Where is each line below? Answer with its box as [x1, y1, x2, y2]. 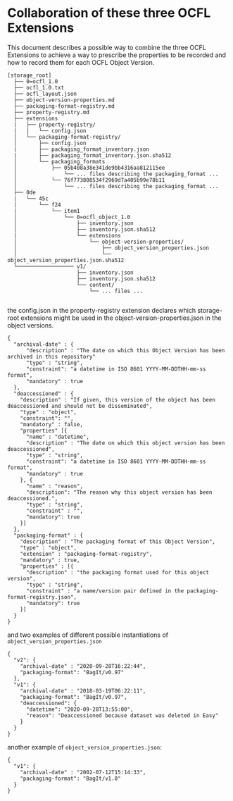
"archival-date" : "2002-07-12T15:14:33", [20, 769, 146, 776]
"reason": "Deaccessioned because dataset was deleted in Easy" [25, 712, 219, 719]
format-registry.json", [7, 593, 77, 600]
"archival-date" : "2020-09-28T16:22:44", [20, 662, 146, 670]
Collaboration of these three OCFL [7, 5, 211, 21]
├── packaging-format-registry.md [13, 102, 115, 110]
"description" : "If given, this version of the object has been [20, 396, 216, 403]
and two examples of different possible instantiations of [7, 631, 169, 639]
